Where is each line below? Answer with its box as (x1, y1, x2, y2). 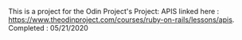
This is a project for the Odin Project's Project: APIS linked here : (8, 7, 220, 16)
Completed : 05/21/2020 (8, 24, 89, 32)
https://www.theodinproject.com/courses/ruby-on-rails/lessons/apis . (8, 15, 235, 24)
